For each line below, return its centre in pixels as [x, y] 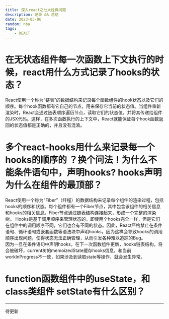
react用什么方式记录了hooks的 [87, 72]
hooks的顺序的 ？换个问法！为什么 [77, 160]
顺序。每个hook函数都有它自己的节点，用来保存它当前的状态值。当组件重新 [83, 106]
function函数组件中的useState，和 [78, 279]
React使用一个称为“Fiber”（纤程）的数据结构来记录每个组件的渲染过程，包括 [84, 200]
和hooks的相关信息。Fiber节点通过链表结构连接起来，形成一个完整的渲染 [81, 213]
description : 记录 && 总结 [32, 15]
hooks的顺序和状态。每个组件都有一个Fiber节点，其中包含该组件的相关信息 [83, 206]
